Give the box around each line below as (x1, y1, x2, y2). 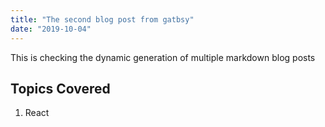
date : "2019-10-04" (10, 24, 92, 34)
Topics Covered (10, 80, 111, 97)
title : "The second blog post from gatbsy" (10, 14, 195, 25)
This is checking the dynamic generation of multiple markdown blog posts (10, 51, 316, 63)
